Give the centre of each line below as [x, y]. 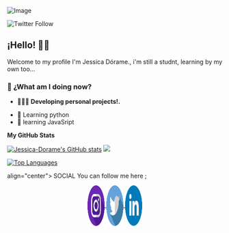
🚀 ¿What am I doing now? [50, 87]
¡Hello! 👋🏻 [28, 45]
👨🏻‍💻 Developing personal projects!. [69, 102]
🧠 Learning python [43, 115]
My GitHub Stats [31, 135]
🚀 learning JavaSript [45, 122]
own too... [21, 69]
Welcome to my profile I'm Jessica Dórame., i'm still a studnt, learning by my [115, 61]
